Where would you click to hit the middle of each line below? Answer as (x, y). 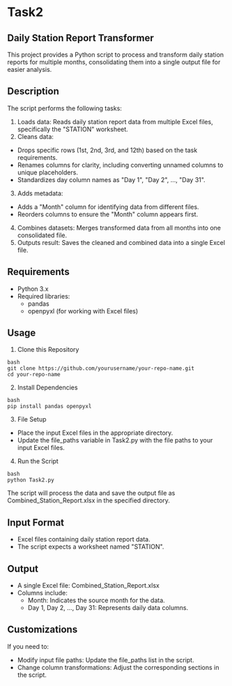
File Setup (32, 419)
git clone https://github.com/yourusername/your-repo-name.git (101, 368)
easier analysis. (30, 69)
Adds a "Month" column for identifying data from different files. (108, 207)
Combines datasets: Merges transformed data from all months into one (119, 228)
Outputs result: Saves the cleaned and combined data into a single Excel (121, 242)
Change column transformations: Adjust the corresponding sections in (118, 667)
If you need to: (28, 646)
